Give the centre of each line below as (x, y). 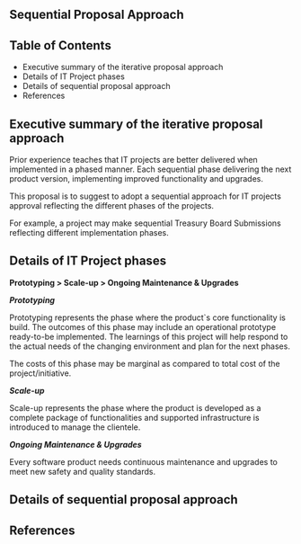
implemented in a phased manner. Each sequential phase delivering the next (150, 169)
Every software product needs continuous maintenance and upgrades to (144, 461)
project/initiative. (40, 373)
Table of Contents (61, 45)
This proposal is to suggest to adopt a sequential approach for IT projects (145, 196)
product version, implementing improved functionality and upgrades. (136, 179)
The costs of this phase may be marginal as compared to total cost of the (145, 363)
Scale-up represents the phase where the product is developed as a (135, 407)
